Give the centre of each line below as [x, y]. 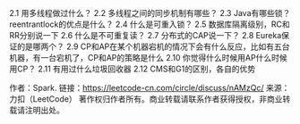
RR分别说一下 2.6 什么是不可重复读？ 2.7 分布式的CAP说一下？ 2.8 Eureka [146, 35]
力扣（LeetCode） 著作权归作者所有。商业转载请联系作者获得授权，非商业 [146, 99]
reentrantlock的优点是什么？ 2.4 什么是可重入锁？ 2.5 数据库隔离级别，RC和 [150, 24]
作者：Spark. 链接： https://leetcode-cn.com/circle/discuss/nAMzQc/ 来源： [150, 88]
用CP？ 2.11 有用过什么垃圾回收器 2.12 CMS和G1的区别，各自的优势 [133, 69]
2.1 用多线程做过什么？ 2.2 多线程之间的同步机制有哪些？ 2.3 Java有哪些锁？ [150, 13]
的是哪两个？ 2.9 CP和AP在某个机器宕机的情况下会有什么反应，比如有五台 [153, 46]
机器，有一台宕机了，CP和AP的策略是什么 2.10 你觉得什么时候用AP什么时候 [149, 58]
